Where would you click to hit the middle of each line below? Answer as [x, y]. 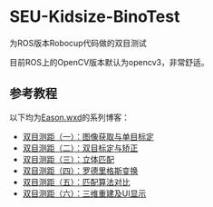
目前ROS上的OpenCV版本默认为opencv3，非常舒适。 [109, 62]
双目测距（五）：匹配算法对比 [76, 182]
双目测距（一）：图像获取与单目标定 [88, 136]
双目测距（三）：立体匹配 [68, 159]
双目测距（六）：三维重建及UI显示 [84, 193]
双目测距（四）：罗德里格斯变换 [80, 171]
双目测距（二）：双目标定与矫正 [80, 148]
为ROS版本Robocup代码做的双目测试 [78, 43]
